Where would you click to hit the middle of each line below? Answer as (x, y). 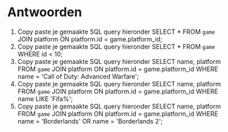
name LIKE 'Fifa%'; (45, 98)
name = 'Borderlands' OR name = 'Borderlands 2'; (90, 121)
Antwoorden (45, 12)
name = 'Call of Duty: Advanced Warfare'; (78, 76)
